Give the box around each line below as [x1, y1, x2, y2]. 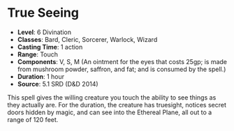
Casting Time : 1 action [17, 43, 83, 51]
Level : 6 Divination [17, 28, 72, 36]
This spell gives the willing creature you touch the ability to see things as [7, 93, 217, 102]
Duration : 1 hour [17, 72, 65, 81]
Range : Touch [17, 50, 58, 59]
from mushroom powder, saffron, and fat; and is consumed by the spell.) [17, 65, 226, 73]
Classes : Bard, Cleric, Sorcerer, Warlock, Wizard [17, 35, 158, 43]
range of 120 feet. [7, 115, 59, 123]
